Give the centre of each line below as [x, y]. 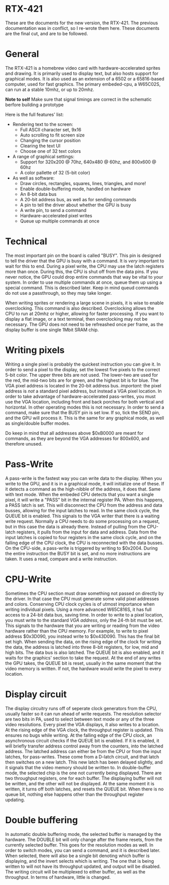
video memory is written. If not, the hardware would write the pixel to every [83, 669]
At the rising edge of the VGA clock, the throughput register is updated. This [84, 730]
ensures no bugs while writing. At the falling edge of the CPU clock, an [79, 735]
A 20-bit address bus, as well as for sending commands [78, 199]
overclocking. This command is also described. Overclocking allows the [80, 308]
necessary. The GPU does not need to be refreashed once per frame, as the [84, 324]
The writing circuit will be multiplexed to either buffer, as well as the [75, 872]
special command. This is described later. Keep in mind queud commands [82, 287]
